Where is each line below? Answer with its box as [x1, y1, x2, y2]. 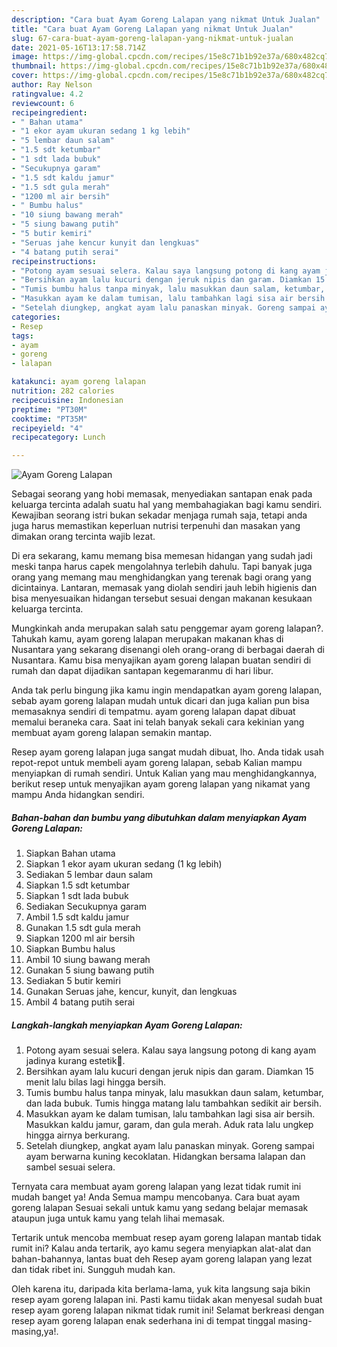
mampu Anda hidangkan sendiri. [11, 789, 145, 801]
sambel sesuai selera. [25, 1161, 116, 1173]
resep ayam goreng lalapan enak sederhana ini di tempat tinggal [11, 1315, 276, 1327]
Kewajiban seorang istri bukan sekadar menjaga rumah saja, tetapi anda [11, 509, 308, 521]
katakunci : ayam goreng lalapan [11, 377, 146, 387]
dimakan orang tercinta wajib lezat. [11, 531, 156, 543]
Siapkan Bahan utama [25, 847, 116, 860]
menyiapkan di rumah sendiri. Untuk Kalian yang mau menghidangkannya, [11, 767, 318, 780]
